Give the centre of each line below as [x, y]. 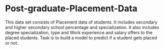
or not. [12, 43]
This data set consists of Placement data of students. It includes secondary [82, 22]
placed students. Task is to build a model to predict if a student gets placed [81, 38]
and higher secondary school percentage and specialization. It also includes [82, 27]
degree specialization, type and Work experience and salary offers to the [79, 32]
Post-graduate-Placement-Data [71, 9]
